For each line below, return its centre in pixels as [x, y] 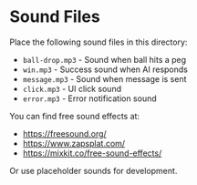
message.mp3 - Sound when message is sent [104, 78]
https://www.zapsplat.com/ [74, 143]
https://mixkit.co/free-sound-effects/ [92, 153]
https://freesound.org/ [64, 133]
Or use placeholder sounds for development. [93, 170]
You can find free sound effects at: [74, 116]
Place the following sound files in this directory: [98, 42]
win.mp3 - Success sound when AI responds [105, 69]
